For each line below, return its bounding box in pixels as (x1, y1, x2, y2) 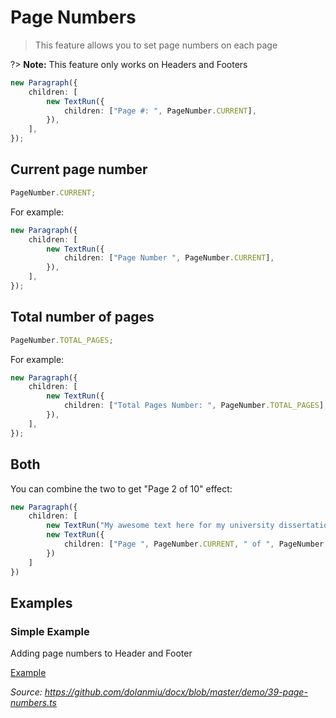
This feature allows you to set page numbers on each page (34, 39, 278, 51)
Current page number (10, 161, 148, 178)
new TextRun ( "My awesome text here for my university (46, 521, 275, 531)
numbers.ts (10, 697, 57, 709)
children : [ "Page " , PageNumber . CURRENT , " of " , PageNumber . (63, 539, 329, 549)
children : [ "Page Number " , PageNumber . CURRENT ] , (63, 253, 275, 263)
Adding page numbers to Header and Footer (10, 647, 193, 660)
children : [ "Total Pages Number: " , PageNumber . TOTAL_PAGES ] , (63, 401, 329, 411)
